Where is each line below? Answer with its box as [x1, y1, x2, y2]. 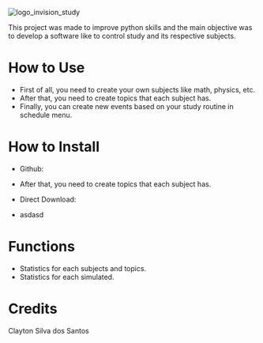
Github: [19, 164, 44, 173]
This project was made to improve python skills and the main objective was [8, 23, 253, 32]
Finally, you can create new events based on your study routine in [19, 101, 235, 111]
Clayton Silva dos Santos [8, 326, 89, 335]
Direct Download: [19, 194, 77, 204]
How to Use [8, 59, 85, 77]
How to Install [8, 138, 100, 156]
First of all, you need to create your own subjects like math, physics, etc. [19, 85, 255, 94]
